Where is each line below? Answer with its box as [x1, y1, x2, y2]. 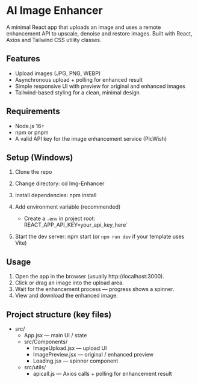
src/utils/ [23, 364, 46, 370]
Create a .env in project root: [23, 215, 96, 222]
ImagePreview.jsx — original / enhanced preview [32, 351, 154, 358]
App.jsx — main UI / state [23, 332, 87, 339]
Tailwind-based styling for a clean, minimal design [14, 88, 140, 96]
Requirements [6, 106, 60, 117]
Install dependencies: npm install [14, 192, 97, 199]
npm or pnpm [14, 129, 49, 136]
